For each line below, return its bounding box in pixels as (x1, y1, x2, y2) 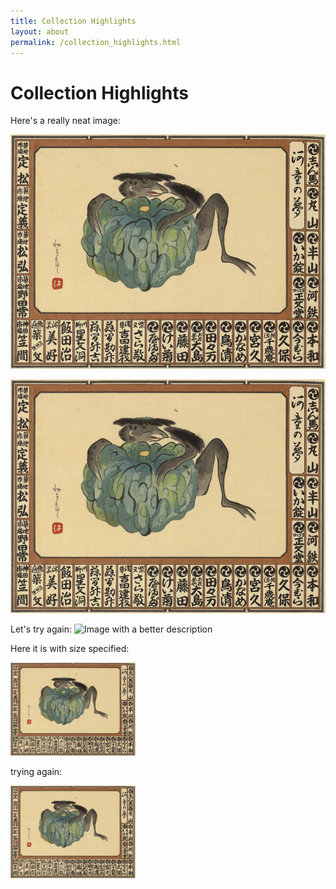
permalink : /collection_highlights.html (10, 37, 182, 47)
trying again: (10, 765, 63, 777)
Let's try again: (10, 623, 73, 635)
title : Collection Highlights (10, 16, 137, 26)
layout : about (10, 26, 70, 37)
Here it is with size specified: (10, 643, 130, 655)
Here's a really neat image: (10, 115, 121, 127)
